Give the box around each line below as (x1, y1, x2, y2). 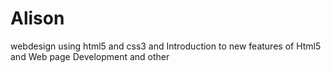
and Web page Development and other (10, 50, 170, 62)
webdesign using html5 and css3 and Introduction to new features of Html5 (10, 40, 322, 52)
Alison (10, 7, 65, 30)
